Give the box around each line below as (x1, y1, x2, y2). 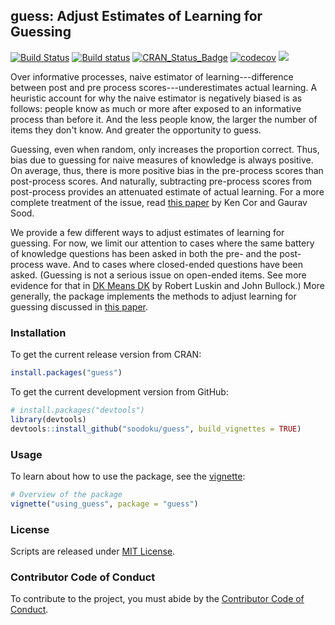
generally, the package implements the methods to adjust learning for (10, 290, 297, 302)
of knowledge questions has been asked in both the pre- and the (10, 247, 278, 259)
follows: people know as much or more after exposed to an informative (10, 102, 302, 114)
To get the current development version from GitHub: (10, 385, 229, 398)
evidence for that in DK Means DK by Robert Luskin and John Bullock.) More (10, 279, 325, 291)
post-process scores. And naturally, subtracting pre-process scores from (10, 175, 312, 187)
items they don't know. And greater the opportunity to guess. (10, 124, 262, 136)
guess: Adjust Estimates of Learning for (10, 8, 263, 25)
